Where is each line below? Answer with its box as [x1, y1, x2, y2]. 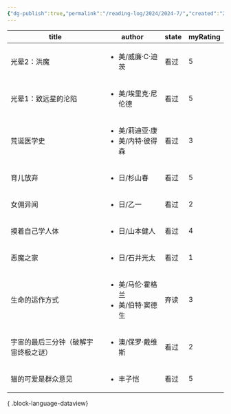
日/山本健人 [118, 226, 156, 236]
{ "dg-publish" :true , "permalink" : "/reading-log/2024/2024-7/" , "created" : [7, 10, 220, 17]
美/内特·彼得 [118, 135, 158, 145]
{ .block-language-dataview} [7, 399, 89, 407]
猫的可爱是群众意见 [10, 374, 74, 384]
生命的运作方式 [10, 295, 60, 305]
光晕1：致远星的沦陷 [10, 94, 78, 103]
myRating [188, 32, 221, 41]
